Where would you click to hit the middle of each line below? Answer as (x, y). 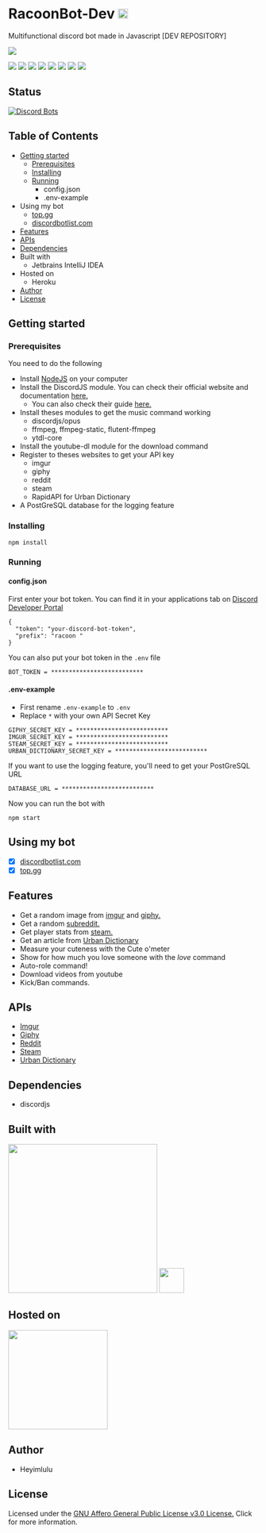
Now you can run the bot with (57, 803)
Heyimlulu (36, 1469)
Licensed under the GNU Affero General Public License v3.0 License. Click (130, 1513)
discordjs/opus (56, 421)
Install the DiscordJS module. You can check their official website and (134, 387)
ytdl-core (47, 438)
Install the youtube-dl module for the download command (114, 446)
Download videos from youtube (71, 974)
